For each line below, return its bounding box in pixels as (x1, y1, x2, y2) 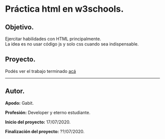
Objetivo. (5, 23, 34, 31)
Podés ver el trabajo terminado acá (5, 68, 76, 74)
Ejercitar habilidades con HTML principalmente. (5, 36, 102, 42)
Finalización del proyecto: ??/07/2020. (5, 128, 85, 134)
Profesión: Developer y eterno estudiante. (5, 109, 91, 116)
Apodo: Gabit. (5, 100, 34, 106)
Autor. (5, 87, 25, 95)
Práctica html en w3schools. (5, 3, 124, 15)
